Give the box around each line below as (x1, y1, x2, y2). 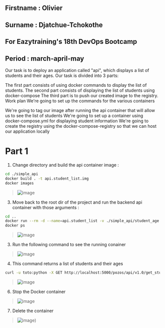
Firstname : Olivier (5, 4, 63, 12)
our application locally (5, 128, 50, 134)
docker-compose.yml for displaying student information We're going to (5, 118, 149, 124)
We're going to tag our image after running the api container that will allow (5, 107, 156, 113)
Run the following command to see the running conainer (12, 242, 126, 248)
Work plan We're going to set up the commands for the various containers (5, 98, 155, 104)
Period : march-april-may (5, 54, 84, 63)
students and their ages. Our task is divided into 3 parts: (5, 73, 119, 78)
